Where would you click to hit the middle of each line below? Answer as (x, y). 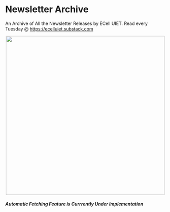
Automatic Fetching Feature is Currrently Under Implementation (74, 204)
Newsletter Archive (47, 9)
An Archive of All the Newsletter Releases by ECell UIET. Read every (77, 23)
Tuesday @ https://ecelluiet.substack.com (49, 28)
